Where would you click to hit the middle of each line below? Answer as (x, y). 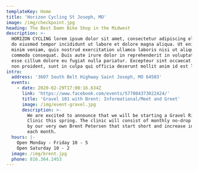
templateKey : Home (29, 11)
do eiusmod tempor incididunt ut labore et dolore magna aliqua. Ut (97, 45)
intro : (14, 72)
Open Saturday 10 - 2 (43, 148)
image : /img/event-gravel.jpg (59, 104)
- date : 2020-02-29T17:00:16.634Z (59, 88)
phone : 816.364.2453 (37, 159)
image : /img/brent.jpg (39, 153)
